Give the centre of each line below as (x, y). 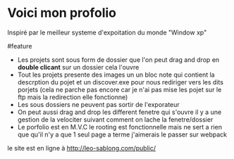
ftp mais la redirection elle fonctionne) (73, 97)
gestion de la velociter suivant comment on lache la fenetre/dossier (115, 119)
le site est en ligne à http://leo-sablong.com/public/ (82, 148)
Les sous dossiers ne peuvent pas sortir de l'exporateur (98, 104)
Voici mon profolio (62, 13)
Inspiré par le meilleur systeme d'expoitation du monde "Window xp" (107, 32)
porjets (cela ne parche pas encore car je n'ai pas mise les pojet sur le (119, 89)
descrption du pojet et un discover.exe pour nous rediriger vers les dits (121, 82)
